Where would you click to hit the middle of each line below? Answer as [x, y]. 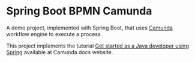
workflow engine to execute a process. [54, 34]
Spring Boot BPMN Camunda [79, 11]
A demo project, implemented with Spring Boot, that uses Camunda [89, 28]
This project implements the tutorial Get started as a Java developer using [97, 46]
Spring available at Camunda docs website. [60, 52]
